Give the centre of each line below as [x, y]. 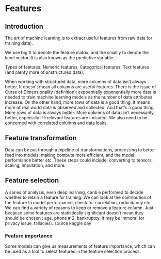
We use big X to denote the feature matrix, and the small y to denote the [77, 52]
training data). [19, 43]
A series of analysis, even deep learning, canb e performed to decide [74, 192]
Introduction [24, 26]
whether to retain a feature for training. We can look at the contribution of [78, 197]
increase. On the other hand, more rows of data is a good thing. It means [78, 102]
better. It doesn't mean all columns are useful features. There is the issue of [80, 87]
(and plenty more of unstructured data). [45, 72]
